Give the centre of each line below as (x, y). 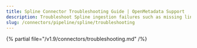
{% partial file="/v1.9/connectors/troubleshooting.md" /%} (77, 39)
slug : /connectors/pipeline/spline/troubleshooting (70, 22)
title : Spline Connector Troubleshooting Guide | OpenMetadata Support (95, 11)
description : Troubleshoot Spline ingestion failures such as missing (94, 17)
